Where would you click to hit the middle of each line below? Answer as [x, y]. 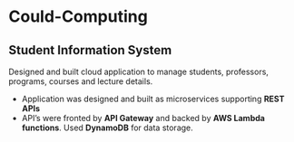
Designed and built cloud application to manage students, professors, [139, 71]
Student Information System [90, 50]
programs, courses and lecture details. [81, 81]
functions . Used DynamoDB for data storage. [108, 128]
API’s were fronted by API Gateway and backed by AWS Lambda [143, 118]
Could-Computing [78, 17]
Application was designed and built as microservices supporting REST [153, 99]
